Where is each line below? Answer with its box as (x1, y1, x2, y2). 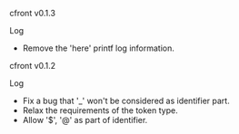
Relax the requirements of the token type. (22, 105, 179, 116)
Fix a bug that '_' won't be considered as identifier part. (22, 95, 230, 106)
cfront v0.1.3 (9, 8, 56, 18)
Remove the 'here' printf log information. (22, 43, 174, 53)
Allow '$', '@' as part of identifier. (22, 115, 148, 125)
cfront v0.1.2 (9, 61, 56, 71)
